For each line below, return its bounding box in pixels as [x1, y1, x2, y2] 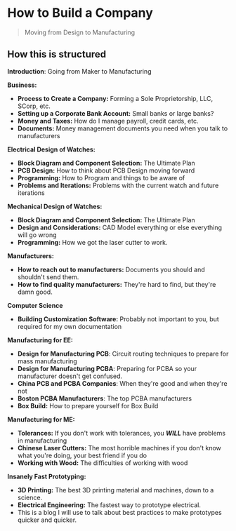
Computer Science [7, 301, 63, 309]
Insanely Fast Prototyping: [7, 472, 86, 480]
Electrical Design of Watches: [7, 145, 96, 154]
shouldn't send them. [17, 272, 79, 281]
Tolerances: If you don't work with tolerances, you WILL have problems [17, 429, 226, 437]
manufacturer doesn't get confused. [17, 372, 123, 380]
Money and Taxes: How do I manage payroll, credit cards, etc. [17, 116, 199, 125]
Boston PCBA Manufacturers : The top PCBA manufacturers [17, 394, 192, 403]
